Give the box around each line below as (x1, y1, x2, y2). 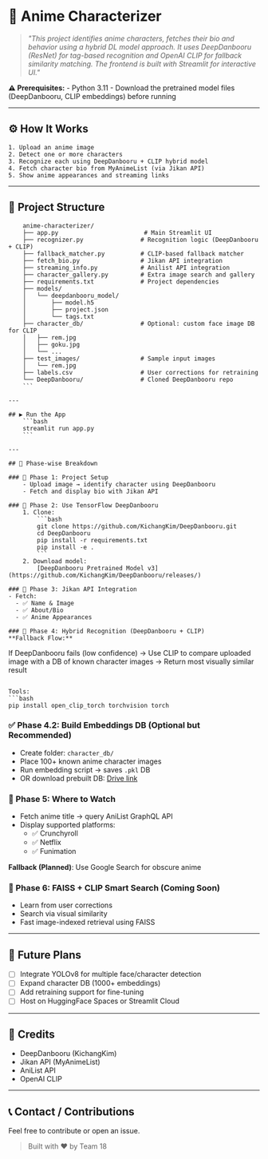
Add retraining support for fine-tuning (19, 987, 144, 997)
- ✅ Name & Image (15, 599, 74, 607)
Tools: (8, 687, 30, 696)
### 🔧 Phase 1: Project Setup (8, 473, 109, 482)
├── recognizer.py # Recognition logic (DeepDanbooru (22, 236, 259, 244)
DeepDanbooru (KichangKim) (19, 1049, 117, 1058)
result (8, 665, 28, 674)
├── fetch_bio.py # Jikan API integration (22, 256, 223, 264)
